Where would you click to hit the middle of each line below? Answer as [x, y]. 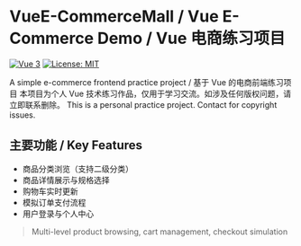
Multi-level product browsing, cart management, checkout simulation [160, 232]
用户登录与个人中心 [58, 214]
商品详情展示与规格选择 [66, 180]
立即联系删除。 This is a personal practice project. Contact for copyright [143, 104]
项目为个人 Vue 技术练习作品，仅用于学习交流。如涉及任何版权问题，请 [159, 93]
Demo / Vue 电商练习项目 [192, 39]
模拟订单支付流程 [54, 202]
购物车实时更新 [50, 191]
